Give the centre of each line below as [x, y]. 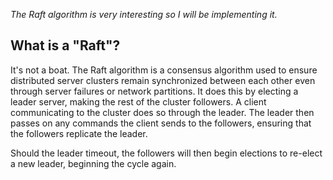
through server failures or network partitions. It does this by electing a [154, 91]
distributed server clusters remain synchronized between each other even [163, 80]
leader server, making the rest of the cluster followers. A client [138, 101]
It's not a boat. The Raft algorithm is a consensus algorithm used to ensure [164, 70]
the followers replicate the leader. [79, 133]
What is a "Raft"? [65, 45]
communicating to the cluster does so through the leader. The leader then [162, 112]
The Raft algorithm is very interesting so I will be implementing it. [144, 14]
